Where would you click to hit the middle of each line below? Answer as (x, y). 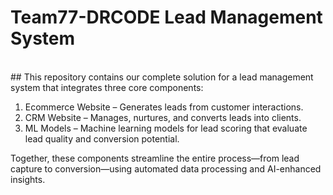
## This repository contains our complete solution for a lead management (162, 77)
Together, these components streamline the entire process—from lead (155, 158)
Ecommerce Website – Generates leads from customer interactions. (164, 107)
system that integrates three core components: (107, 87)
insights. (28, 179)
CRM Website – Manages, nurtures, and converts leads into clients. (163, 117)
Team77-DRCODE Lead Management (166, 17)
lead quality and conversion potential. (102, 138)
